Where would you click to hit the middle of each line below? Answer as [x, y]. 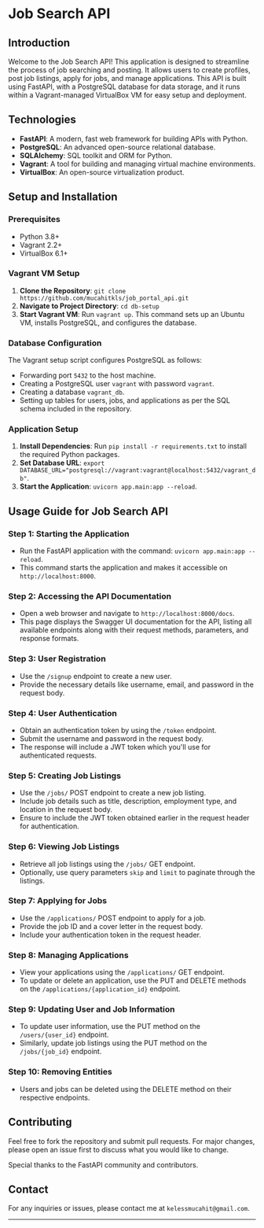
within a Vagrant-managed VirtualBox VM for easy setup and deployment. [128, 95]
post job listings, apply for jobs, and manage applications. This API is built [127, 78]
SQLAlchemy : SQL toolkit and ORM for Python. [96, 155]
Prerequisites [34, 219]
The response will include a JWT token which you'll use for [115, 747]
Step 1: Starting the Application [69, 533]
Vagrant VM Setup [44, 274]
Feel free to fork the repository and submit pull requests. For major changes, [132, 1141]
